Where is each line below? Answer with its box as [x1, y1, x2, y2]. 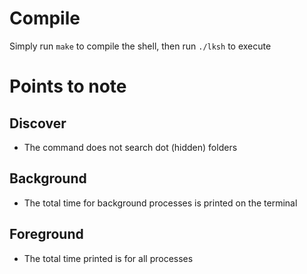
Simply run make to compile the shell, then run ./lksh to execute [9, 40, 272, 52]
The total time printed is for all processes [23, 252, 194, 264]
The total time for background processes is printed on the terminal [23, 197, 298, 209]
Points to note [9, 75, 127, 98]
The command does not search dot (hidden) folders [23, 141, 238, 153]
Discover [9, 115, 67, 132]
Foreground [9, 226, 84, 243]
